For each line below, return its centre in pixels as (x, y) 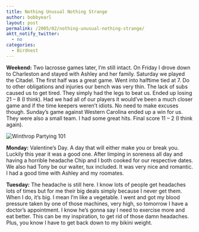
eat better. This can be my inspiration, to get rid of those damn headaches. (97, 216)
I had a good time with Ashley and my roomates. (65, 173)
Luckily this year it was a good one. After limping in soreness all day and (94, 154)
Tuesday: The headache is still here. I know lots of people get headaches (96, 184)
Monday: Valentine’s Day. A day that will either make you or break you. (93, 147)
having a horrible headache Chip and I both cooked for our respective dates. (100, 160)
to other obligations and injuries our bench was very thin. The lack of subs (97, 86)
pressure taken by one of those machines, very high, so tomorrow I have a (97, 203)
